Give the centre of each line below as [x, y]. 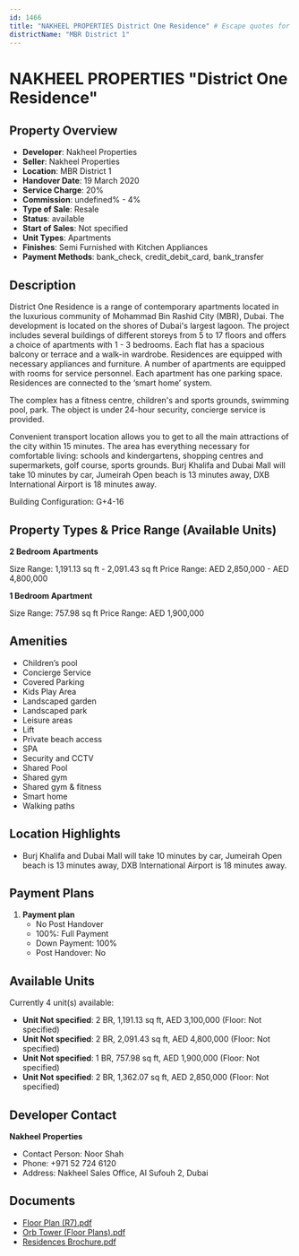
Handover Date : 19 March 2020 [81, 181]
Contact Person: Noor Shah [73, 1154]
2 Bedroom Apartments [54, 551]
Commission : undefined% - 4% [81, 200]
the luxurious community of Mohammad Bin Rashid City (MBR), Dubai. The [147, 316]
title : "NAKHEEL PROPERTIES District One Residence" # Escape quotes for [150, 26]
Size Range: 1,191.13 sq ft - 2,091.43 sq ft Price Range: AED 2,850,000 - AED [149, 569]
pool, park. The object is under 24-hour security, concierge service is [137, 410]
